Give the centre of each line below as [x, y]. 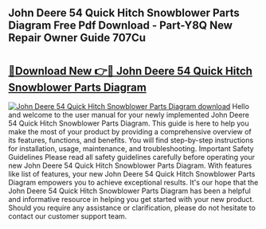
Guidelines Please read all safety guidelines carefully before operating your [131, 157]
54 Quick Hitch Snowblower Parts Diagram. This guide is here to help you [129, 123]
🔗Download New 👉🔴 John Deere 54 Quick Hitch [131, 71]
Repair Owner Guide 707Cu [77, 38]
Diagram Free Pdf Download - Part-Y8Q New [121, 26]
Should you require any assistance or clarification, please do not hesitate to [132, 208]
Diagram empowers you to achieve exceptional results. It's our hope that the [133, 182]
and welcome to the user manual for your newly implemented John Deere [129, 115]
